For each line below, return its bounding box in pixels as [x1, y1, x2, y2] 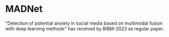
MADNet [5, 3, 43, 15]
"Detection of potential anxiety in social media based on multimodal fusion [5, 20, 163, 26]
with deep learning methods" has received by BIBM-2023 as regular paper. [5, 25, 164, 31]
